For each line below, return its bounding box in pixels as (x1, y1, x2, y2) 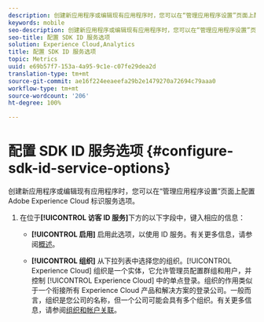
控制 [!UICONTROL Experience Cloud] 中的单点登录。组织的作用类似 (31, 276, 253, 285)
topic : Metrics (8, 56, 58, 64)
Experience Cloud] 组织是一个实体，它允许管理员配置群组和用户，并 (31, 266, 252, 276)
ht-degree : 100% (8, 99, 61, 107)
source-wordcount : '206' (8, 92, 90, 100)
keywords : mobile (8, 19, 65, 27)
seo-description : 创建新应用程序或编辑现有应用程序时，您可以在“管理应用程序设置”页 (8, 26, 257, 34)
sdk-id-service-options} (8, 159, 171, 177)
